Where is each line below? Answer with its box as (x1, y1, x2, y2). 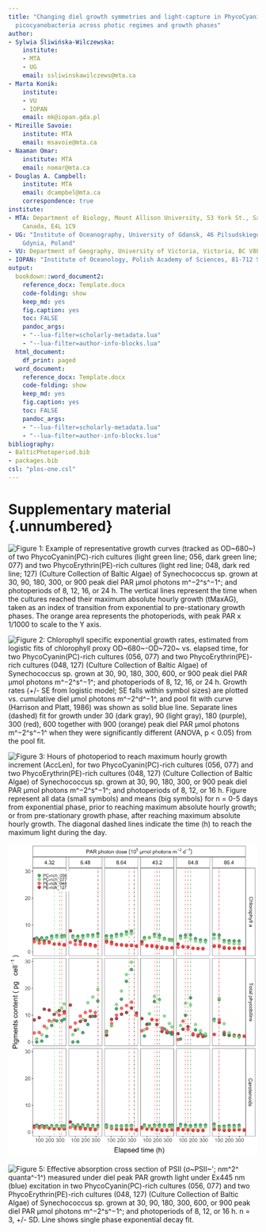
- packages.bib (8, 457, 59, 465)
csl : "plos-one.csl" (8, 465, 77, 473)
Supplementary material (8, 500, 172, 519)
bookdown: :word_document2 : (15, 272, 104, 280)
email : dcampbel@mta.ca (22, 189, 101, 197)
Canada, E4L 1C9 (22, 222, 77, 230)
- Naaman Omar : (8, 147, 59, 155)
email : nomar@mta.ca (22, 164, 90, 172)
